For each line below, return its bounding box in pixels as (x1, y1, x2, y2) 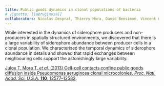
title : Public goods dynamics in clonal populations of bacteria (5, 7, 141, 12)
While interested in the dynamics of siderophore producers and (5, 30, 133, 36)
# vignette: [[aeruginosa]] (5, 12, 62, 17)
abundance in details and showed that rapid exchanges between (5, 50, 135, 56)
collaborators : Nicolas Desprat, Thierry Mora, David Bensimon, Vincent (5, 16, 156, 21)
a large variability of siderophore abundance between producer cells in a (5, 40, 151, 46)
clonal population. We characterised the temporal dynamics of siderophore (5, 45, 156, 51)
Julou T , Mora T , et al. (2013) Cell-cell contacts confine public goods (5, 65, 143, 71)
